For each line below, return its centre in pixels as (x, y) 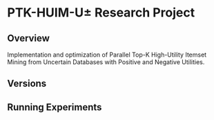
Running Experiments (55, 107)
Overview (29, 38)
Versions (27, 84)
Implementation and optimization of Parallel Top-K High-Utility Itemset (107, 54)
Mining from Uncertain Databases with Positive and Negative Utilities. (106, 62)
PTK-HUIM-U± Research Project (101, 13)
